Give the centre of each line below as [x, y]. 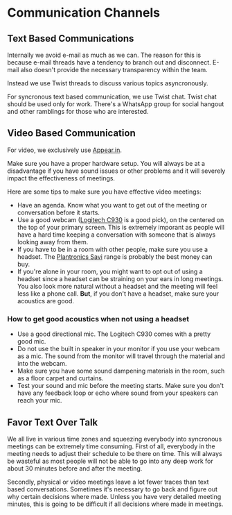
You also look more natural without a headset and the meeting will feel [117, 286]
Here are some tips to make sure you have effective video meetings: [105, 192]
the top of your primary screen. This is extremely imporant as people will [121, 227]
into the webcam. [42, 364]
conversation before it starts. [59, 212]
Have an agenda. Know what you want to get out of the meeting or [112, 205]
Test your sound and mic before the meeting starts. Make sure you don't [120, 386]
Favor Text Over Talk [53, 422]
